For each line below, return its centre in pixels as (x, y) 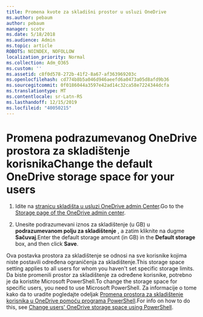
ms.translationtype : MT (36, 91)
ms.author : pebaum (29, 18)
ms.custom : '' (24, 68)
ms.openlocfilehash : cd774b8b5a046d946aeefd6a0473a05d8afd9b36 (88, 80)
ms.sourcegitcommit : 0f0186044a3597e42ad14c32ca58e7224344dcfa (88, 86)
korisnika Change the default (79, 164)
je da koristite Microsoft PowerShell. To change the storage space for (92, 281)
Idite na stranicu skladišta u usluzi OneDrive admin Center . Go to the (99, 206)
